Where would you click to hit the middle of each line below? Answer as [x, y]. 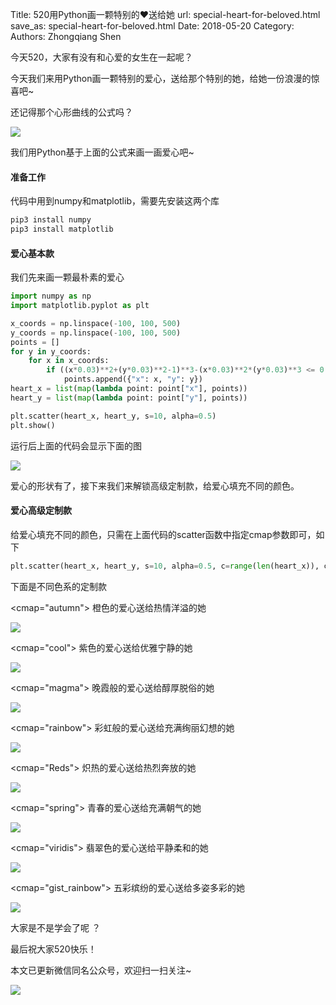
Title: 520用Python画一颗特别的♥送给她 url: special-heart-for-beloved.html [165, 14]
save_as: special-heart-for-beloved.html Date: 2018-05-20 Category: [152, 26]
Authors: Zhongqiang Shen [66, 36]
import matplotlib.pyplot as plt [80, 306]
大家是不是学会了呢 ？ [55, 927]
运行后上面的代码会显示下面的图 [76, 445]
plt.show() [33, 425]
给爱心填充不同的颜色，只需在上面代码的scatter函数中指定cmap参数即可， [163, 534]
